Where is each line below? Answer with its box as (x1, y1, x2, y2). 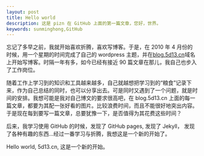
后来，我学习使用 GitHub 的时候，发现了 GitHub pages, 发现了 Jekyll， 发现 (6, 122, 195, 130)
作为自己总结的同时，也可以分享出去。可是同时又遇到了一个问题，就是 (16, 87, 192, 94)
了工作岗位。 (6, 66, 38, 74)
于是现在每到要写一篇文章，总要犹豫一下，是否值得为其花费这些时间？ (6, 110, 182, 117)
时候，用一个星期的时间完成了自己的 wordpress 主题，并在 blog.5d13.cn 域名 (6, 51, 195, 58)
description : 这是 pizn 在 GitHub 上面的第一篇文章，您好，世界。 (6, 20, 161, 26)
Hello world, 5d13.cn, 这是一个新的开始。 (6, 143, 108, 151)
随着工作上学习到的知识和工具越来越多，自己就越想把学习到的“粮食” (6, 79, 176, 87)
